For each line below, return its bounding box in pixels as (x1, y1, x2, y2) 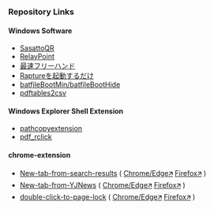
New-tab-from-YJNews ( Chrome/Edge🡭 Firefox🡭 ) (19, 180, 186, 189)
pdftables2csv (19, 88, 67, 98)
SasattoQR (19, 43, 55, 53)
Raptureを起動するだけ (19, 71, 95, 80)
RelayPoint (19, 52, 55, 62)
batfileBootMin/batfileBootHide (19, 80, 121, 89)
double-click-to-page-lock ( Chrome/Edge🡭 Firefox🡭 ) (19, 192, 196, 201)
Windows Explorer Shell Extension (8, 106, 124, 116)
